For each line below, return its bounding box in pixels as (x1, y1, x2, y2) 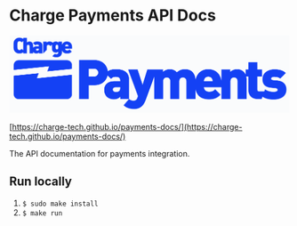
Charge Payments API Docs (9, 5, 216, 26)
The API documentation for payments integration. (9, 148, 190, 158)
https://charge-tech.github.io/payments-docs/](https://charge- (12, 121, 243, 132)
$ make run (21, 208, 63, 218)
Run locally (9, 174, 73, 190)
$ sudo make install (21, 199, 99, 208)
